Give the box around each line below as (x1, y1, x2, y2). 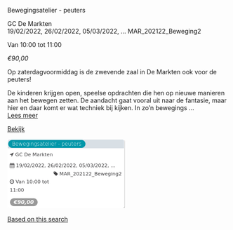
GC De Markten (7, 20, 53, 27)
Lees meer (7, 111, 39, 119)
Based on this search (7, 215, 69, 223)
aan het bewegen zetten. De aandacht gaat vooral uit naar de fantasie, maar (7, 96, 227, 104)
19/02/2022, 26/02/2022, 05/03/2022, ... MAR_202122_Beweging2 (7, 27, 201, 35)
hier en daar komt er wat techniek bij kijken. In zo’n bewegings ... (7, 104, 194, 111)
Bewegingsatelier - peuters (7, 6, 86, 14)
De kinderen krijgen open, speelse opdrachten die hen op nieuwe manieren (7, 89, 225, 97)
